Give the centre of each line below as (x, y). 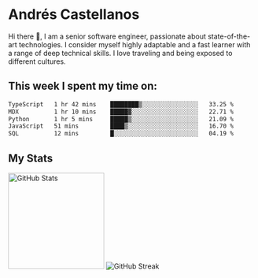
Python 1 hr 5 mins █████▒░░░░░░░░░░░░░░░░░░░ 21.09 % (121, 119)
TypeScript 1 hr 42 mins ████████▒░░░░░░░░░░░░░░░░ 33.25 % (121, 104)
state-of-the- (229, 36)
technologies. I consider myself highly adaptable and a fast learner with (135, 44)
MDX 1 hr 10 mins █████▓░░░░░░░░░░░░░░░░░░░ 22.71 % (121, 112)
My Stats (31, 158)
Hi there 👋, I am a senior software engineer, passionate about (107, 36)
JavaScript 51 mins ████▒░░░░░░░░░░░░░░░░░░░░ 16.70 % (121, 126)
